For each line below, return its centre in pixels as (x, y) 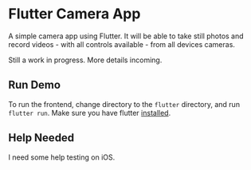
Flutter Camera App (75, 14)
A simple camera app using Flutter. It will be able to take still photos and (126, 36)
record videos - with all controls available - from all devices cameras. (122, 44)
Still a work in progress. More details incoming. (85, 60)
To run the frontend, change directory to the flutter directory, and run (124, 104)
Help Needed (41, 138)
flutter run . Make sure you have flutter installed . (90, 113)
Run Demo (35, 85)
